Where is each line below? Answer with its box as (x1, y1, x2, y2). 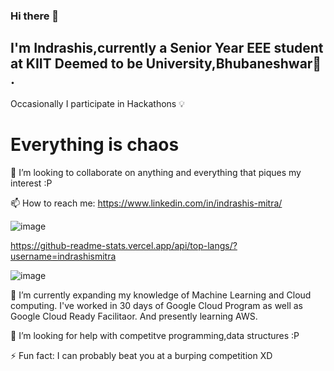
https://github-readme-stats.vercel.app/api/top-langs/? (10, 239, 238, 251)
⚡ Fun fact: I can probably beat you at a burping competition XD (10, 349, 273, 361)
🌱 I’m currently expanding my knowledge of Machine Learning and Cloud (10, 289, 312, 301)
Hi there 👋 (10, 9, 60, 23)
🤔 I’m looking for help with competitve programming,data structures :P (10, 329, 300, 341)
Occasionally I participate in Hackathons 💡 (10, 97, 185, 109)
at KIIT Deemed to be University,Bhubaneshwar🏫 (10, 55, 322, 73)
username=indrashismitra (10, 250, 117, 262)
